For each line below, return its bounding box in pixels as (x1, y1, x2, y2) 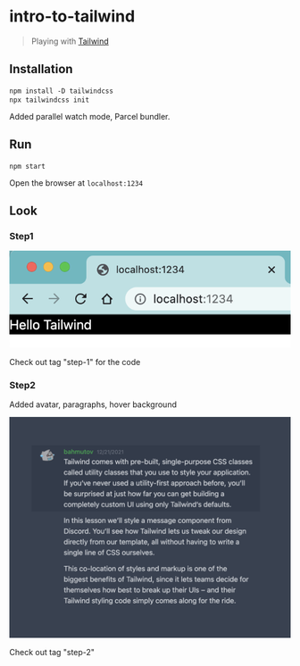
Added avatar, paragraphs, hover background (9, 399, 177, 410)
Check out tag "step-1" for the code (9, 356, 141, 367)
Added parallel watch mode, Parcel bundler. (9, 111, 171, 121)
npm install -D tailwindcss (9, 87, 114, 96)
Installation (9, 62, 73, 77)
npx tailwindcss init (9, 96, 90, 104)
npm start (9, 162, 46, 171)
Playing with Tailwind (30, 36, 109, 46)
